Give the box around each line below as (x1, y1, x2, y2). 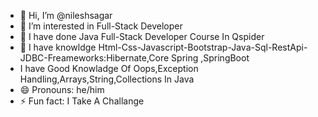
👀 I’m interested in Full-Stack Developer (19, 20, 183, 32)
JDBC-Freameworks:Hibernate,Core (19, 52, 170, 64)
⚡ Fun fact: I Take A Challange (19, 95, 145, 107)
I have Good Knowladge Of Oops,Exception (19, 63, 199, 74)
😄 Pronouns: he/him (19, 84, 105, 95)
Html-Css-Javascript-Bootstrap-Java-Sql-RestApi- (98, 41, 308, 53)
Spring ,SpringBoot (171, 52, 250, 64)
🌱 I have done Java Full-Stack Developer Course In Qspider (19, 31, 265, 42)
